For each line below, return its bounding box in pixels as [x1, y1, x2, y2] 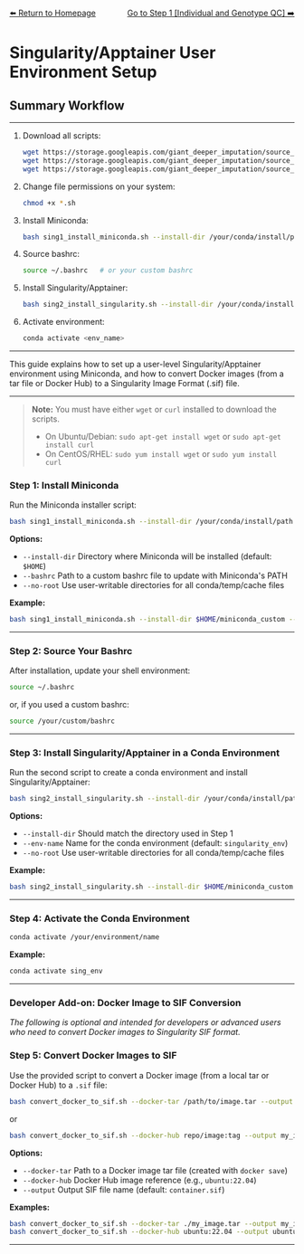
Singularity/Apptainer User [9, 43, 216, 63]
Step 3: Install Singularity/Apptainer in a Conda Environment [9, 746, 280, 759]
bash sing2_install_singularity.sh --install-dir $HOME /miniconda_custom [9, 882, 294, 892]
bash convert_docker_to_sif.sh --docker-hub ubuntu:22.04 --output [9, 1228, 270, 1237]
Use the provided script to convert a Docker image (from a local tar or [9, 1069, 270, 1080]
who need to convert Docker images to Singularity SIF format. [9, 1027, 242, 1038]
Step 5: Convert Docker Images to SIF [9, 1050, 177, 1062]
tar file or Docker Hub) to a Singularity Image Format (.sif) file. [9, 378, 240, 388]
